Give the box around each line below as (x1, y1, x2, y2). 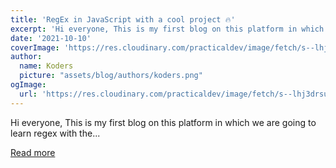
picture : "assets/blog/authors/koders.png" (19, 71, 203, 81)
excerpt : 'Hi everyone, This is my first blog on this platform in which (10, 24, 325, 34)
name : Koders (19, 61, 74, 71)
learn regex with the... (10, 127, 101, 139)
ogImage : (10, 80, 47, 90)
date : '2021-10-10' (10, 33, 92, 43)
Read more (10, 146, 56, 158)
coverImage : (10, 42, 60, 53)
